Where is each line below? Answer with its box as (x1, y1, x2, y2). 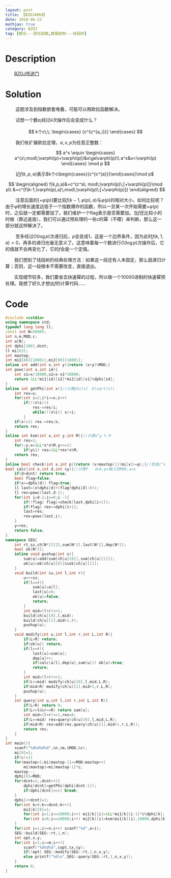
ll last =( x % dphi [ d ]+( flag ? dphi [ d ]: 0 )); (14, 485, 99, 491)
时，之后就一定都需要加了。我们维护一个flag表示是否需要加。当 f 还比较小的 (5, 210, 162, 216)
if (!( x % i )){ (23, 400, 49, 405)
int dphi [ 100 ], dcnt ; (5, 343, 49, 348)
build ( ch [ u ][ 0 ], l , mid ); (23, 613, 74, 618)
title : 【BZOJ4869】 (5, 12, 47, 17)
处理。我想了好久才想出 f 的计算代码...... (5, 280, 87, 286)
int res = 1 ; (14, 438, 38, 443)
